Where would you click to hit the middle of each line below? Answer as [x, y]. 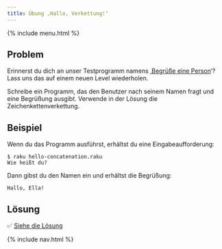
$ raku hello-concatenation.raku [55, 157]
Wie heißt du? [27, 163]
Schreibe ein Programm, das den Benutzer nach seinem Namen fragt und [111, 92]
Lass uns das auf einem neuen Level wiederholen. [78, 78]
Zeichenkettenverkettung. [44, 106]
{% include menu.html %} [44, 33]
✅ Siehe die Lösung [35, 226]
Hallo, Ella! [26, 188]
